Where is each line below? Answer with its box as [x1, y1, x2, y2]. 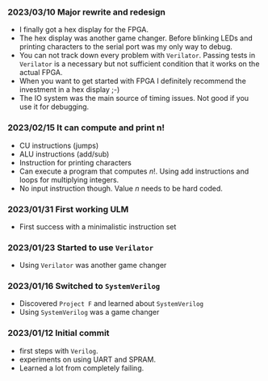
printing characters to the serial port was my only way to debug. [19, 42, 233, 52]
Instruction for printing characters [19, 157, 132, 167]
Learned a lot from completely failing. [19, 362, 144, 373]
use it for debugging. [19, 102, 90, 111]
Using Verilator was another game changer [19, 261, 167, 270]
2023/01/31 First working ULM [7, 203, 129, 215]
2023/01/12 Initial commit [7, 328, 110, 339]
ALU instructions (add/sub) [19, 149, 110, 159]
